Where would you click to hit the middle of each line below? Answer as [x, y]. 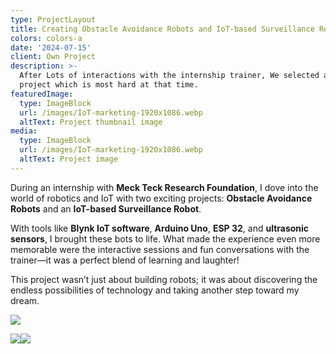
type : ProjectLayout [53, 19]
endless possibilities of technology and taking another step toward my [155, 290]
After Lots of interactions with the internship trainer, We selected [169, 76]
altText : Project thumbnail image [91, 122]
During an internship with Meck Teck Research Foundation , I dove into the [164, 187]
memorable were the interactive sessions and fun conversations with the [160, 249]
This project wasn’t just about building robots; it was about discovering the [164, 279]
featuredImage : [42, 94]
